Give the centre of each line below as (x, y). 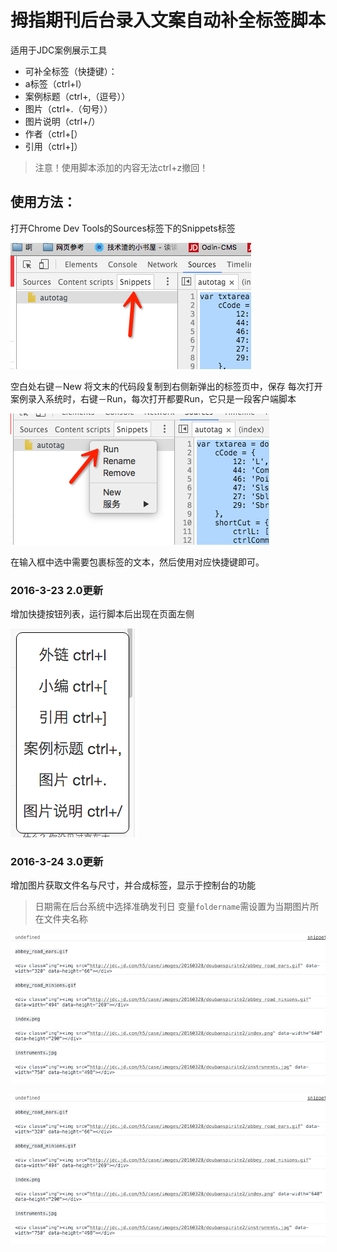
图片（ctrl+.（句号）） (68, 108)
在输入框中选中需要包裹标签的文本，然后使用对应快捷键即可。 (137, 562)
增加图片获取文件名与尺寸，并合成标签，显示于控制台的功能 (133, 885)
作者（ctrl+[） (53, 133)
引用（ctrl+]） (53, 146)
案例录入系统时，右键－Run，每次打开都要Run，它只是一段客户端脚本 (153, 398)
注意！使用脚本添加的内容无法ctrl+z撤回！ (121, 167)
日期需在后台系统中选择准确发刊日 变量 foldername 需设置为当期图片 (172, 907)
